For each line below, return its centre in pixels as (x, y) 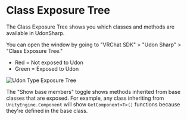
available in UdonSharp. (35, 33)
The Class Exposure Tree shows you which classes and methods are (90, 27)
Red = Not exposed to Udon (49, 62)
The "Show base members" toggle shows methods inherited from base (93, 91)
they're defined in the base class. (47, 110)
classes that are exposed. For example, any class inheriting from (85, 98)
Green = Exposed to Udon (47, 68)
